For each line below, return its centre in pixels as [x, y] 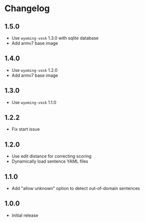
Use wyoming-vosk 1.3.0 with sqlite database [55, 38]
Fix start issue [25, 129]
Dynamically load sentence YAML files [50, 161]
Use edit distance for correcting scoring [51, 156]
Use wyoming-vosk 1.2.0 [34, 70]
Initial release [25, 215]
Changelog [27, 9]
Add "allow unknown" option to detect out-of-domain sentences [76, 188]
